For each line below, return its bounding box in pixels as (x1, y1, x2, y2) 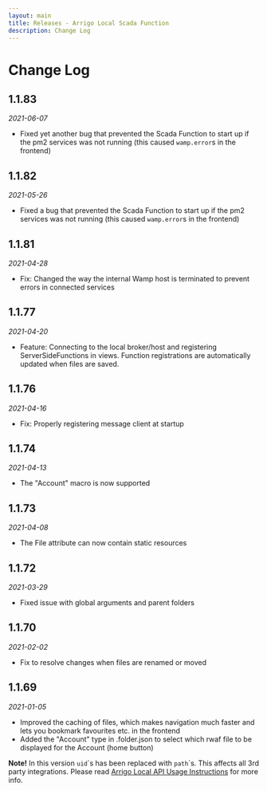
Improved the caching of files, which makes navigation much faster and (19, 717, 255, 726)
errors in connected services (19, 282, 116, 292)
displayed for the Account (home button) (19, 742, 154, 752)
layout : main (8, 11, 52, 20)
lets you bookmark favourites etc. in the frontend (19, 726, 181, 735)
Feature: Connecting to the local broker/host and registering (19, 342, 218, 352)
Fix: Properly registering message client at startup (19, 419, 185, 428)
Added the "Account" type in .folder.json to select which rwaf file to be (19, 734, 253, 744)
